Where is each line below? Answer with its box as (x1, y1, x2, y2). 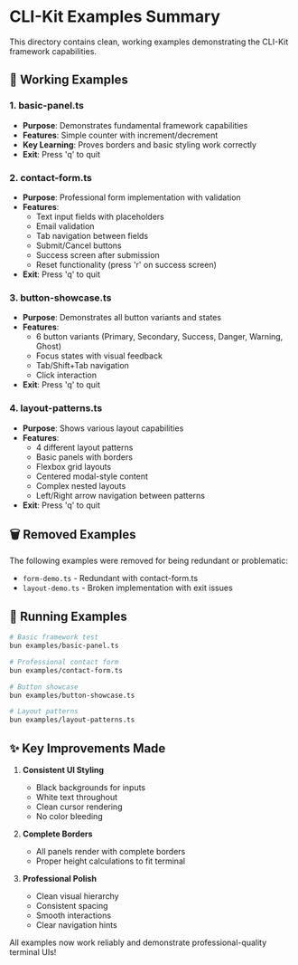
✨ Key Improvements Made (9, 740, 166, 756)
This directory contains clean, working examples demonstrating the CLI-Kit (9, 36, 289, 47)
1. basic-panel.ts (9, 100, 84, 112)
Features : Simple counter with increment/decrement (22, 129, 219, 140)
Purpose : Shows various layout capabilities (22, 423, 184, 434)
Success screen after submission (35, 249, 160, 260)
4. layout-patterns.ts (9, 402, 103, 415)
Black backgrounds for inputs (35, 781, 146, 793)
